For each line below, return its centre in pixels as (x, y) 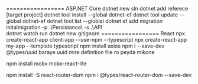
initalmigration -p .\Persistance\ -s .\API (54, 27)
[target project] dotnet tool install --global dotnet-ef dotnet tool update (92, 15)
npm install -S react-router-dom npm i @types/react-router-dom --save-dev (99, 75)
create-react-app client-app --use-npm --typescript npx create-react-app (97, 40)
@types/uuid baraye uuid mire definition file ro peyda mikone (80, 52)
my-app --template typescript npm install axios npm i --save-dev (85, 46)
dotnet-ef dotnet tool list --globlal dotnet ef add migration (93, 21)
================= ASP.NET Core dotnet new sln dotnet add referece (97, 9)
